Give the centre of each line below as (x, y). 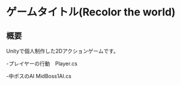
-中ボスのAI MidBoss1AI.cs (39, 76)
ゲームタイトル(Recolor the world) (91, 12)
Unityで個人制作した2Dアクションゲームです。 (62, 51)
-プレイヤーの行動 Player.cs (42, 63)
